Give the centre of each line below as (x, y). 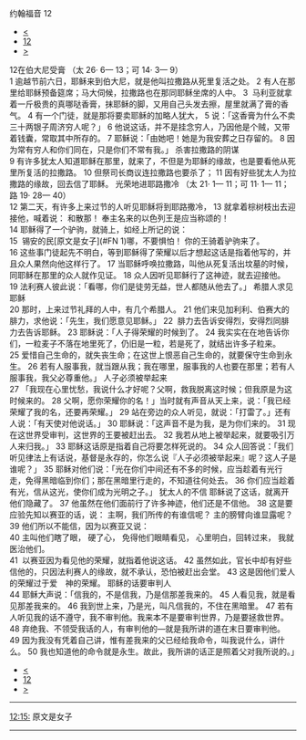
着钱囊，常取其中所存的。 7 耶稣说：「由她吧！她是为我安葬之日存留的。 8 (147, 138)
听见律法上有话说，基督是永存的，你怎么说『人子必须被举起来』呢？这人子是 (153, 458)
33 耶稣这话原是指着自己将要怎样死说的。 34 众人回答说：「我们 (174, 446)
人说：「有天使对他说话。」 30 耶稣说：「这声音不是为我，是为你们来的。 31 (148, 423)
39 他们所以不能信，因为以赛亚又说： (80, 526)
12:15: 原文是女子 (41, 716)
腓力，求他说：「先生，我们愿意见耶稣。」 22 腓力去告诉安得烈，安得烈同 (145, 321)
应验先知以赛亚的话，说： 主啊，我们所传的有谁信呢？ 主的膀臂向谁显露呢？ (151, 515)
